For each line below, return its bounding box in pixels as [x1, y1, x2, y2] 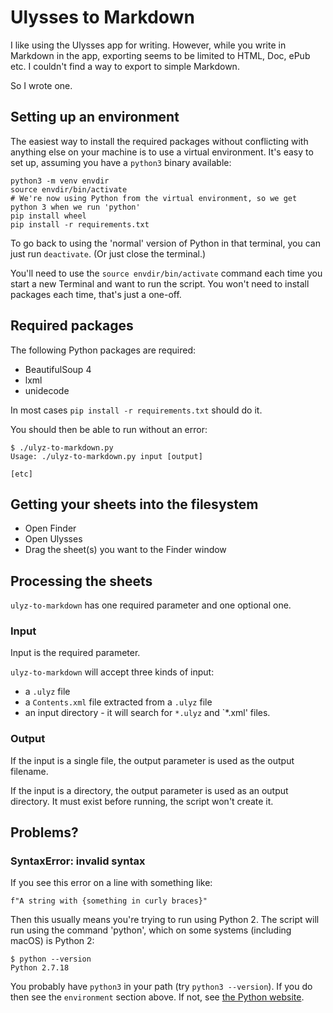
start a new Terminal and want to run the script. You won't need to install [10, 277, 310, 290]
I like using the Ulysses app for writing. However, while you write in [10, 39, 287, 51]
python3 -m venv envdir [10, 176, 110, 186]
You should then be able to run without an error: [10, 423, 208, 435]
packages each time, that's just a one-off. [10, 288, 182, 300]
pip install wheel [10, 211, 87, 221]
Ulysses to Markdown [10, 6, 195, 29]
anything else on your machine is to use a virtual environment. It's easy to [10, 146, 314, 158]
